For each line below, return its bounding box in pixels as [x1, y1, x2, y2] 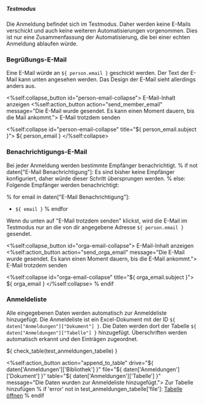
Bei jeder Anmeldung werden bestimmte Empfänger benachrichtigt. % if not [6, 162, 198, 169]
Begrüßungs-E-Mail [6, 55, 67, 64]
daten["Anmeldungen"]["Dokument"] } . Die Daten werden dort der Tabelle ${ [6, 322, 197, 329]
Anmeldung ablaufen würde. [6, 40, 78, 47]
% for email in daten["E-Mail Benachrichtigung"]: [6, 193, 130, 200]
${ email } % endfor [15, 205, 69, 212]
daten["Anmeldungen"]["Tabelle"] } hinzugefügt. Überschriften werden [6, 329, 187, 336]
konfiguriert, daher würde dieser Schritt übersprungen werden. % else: [6, 175, 186, 182]
